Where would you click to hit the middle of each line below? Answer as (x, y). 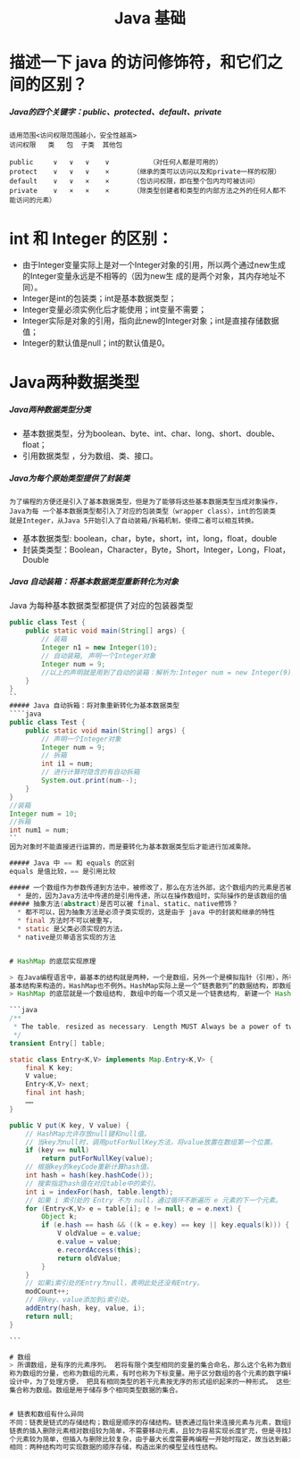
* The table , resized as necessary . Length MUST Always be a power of (147, 1027)
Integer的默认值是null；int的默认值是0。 (96, 343)
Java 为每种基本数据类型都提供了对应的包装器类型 (101, 606)
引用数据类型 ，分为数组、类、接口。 (90, 456)
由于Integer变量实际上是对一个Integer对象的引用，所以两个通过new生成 (154, 265)
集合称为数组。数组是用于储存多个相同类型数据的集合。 (96, 1390)
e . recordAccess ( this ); (99, 1250)
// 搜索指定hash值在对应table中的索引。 (93, 1183)
